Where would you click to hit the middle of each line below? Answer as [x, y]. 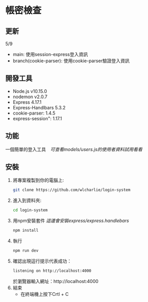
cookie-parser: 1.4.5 [34, 113]
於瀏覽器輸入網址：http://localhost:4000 [55, 281]
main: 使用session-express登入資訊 [50, 54]
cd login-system [30, 210]
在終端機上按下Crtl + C [44, 294]
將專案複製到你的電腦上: [38, 180]
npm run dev [25, 251]
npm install [25, 231]
